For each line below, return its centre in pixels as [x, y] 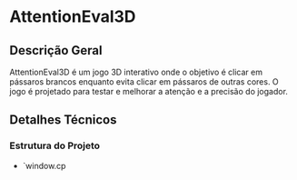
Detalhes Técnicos [63, 120]
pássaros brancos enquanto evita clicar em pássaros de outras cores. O [144, 82]
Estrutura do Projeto [55, 145]
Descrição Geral [56, 50]
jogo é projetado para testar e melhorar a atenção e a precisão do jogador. [149, 91]
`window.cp [44, 165]
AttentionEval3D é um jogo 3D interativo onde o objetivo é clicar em [136, 72]
